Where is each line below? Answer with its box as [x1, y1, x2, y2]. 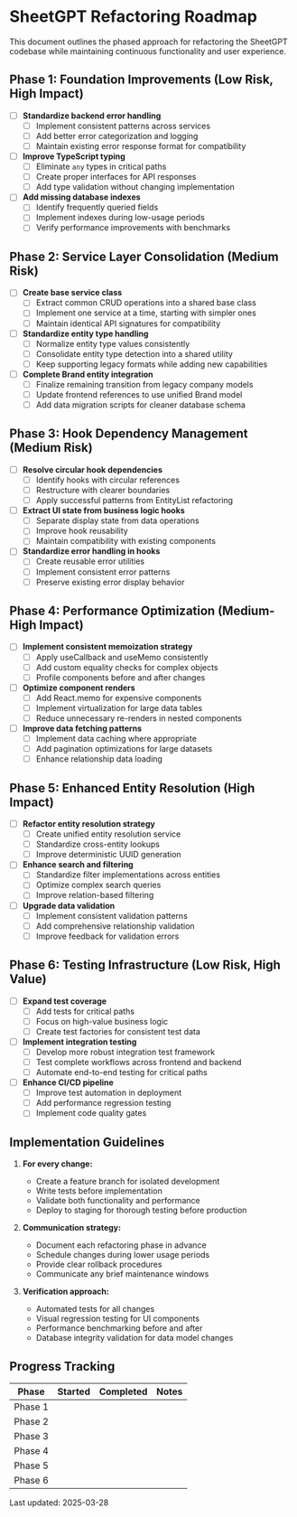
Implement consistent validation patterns [35, 910, 188, 921]
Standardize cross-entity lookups [35, 838, 161, 850]
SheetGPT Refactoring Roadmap [9, 6, 257, 27]
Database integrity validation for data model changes [35, 1333, 234, 1344]
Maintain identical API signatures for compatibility [35, 318, 221, 329]
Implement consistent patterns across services [35, 120, 210, 131]
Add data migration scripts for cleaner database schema [35, 399, 246, 410]
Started [57, 1385, 90, 1398]
